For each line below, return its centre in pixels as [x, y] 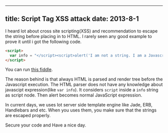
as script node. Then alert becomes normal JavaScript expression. [74, 95]
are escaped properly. [28, 115]
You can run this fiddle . [29, 69]
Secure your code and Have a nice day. [46, 125]
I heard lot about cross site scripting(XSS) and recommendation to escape [81, 31]
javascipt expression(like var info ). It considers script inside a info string [82, 90]
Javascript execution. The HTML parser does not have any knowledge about [84, 84]
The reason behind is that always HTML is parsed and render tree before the [84, 79]
